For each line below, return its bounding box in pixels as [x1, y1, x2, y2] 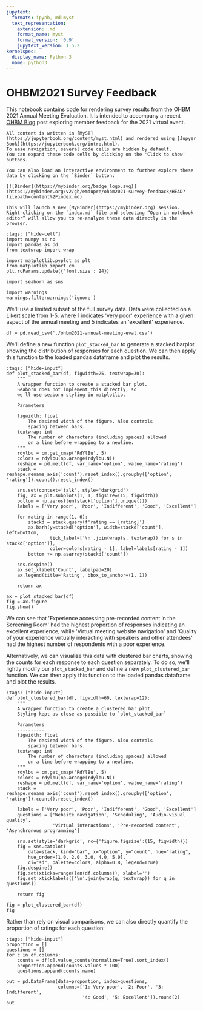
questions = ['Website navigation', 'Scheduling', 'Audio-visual [17, 812, 186, 818]
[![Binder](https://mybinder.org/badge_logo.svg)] [6, 183, 137, 190]
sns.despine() [17, 562, 53, 568]
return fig [17, 892, 45, 898]
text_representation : [12, 20, 67, 26]
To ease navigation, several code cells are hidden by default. [6, 146, 172, 152]
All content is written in [6, 130, 75, 136]
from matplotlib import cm [6, 263, 75, 269]
